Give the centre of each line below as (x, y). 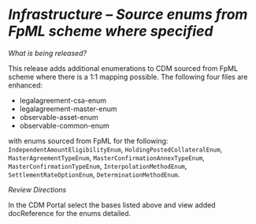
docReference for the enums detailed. (70, 213)
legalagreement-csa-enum (63, 100)
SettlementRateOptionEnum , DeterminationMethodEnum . (94, 174)
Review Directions (37, 189)
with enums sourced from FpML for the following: (88, 140)
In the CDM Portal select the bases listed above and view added (112, 205)
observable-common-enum (65, 125)
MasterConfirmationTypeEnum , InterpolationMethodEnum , (98, 166)
